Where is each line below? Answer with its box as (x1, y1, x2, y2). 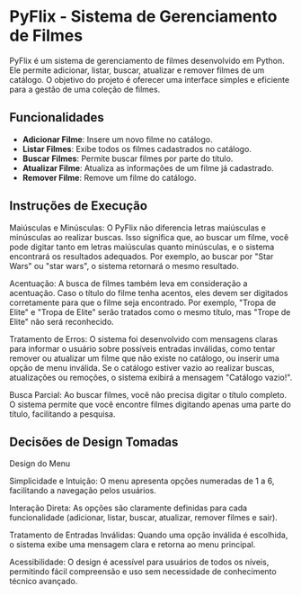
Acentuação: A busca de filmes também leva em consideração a (9, 277, 248, 289)
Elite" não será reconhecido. (9, 316, 114, 327)
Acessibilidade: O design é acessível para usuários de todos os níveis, (9, 556, 270, 568)
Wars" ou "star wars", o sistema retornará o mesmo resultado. (9, 260, 240, 271)
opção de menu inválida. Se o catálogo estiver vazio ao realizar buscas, (9, 362, 276, 373)
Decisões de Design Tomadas (9, 434, 179, 449)
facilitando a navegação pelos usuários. (9, 485, 157, 496)
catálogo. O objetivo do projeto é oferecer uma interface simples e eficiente (9, 74, 290, 85)
